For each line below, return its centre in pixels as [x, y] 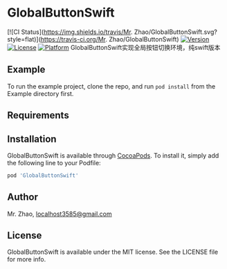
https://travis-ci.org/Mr [73, 39]
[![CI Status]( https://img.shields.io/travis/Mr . [70, 32]
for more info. [27, 259]
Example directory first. [40, 93]
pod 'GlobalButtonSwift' [43, 175]
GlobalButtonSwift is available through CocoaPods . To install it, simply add [113, 155]
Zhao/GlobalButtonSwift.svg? [176, 32]
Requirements [38, 115]
